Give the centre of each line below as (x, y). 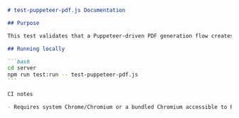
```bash (19, 61)
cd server (22, 68)
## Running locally (36, 49)
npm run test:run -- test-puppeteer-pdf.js (73, 75)
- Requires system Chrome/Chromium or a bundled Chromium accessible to (117, 107)
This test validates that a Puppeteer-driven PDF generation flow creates (121, 36)
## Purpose (23, 23)
